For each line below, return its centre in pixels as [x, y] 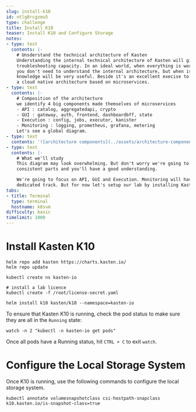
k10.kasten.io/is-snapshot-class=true [53, 403]
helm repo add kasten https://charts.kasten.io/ [66, 262]
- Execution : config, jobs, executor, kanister [77, 120]
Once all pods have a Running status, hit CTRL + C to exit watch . [82, 341]
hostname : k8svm [31, 207]
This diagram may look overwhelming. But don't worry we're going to [103, 164]
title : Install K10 [30, 28]
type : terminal [30, 201]
